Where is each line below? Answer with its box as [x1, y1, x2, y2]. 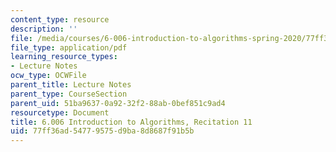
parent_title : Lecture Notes [10, 80, 132, 90]
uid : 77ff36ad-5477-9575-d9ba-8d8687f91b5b [10, 126, 195, 136]
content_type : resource [10, 14, 110, 25]
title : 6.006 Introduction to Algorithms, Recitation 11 [10, 117, 253, 127]
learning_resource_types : [10, 52, 118, 62]
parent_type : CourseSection [10, 89, 128, 99]
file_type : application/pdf [10, 42, 128, 53]
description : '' [10, 24, 78, 34]
